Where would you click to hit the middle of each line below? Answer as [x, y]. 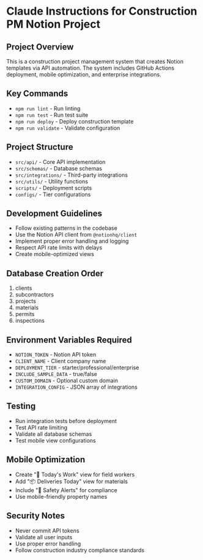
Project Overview [40, 47]
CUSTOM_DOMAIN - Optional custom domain [66, 381]
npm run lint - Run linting [48, 108]
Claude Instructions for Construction [102, 11]
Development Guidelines [54, 214]
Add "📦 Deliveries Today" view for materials [72, 481]
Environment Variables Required [69, 340]
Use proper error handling [48, 543]
